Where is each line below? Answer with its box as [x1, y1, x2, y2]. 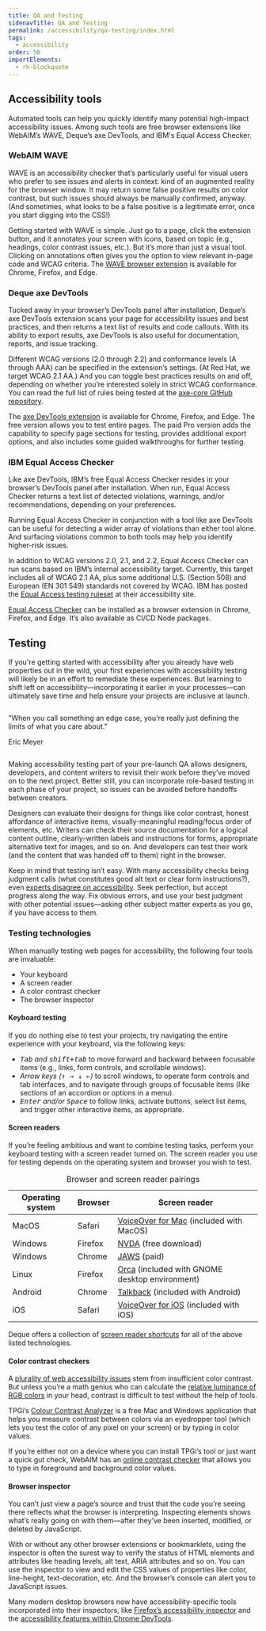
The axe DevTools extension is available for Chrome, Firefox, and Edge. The [8, 412, 256, 421]
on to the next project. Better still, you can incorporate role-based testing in [8, 776, 254, 786]
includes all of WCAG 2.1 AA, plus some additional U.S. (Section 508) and [8, 573, 247, 582]
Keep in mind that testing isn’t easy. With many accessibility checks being [8, 866, 249, 875]
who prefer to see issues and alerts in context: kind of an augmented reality [8, 176, 255, 186]
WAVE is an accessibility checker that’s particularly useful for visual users [8, 168, 249, 177]
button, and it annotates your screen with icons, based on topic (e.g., [8, 234, 234, 243]
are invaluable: [8, 954, 56, 963]
